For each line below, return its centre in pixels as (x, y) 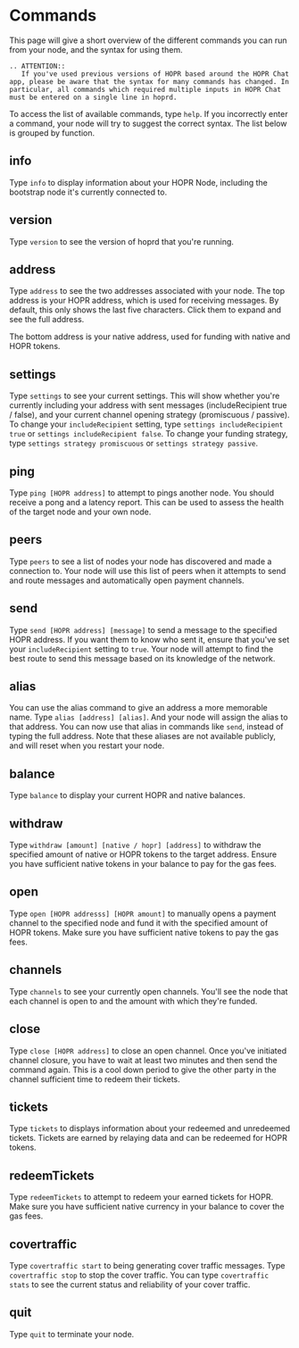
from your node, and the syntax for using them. (96, 49)
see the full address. (47, 320)
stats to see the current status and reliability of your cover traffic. (130, 1284)
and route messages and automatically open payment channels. (127, 580)
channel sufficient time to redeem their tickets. (95, 1079)
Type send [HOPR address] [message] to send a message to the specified (143, 629)
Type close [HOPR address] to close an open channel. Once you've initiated (148, 1051)
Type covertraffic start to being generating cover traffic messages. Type (147, 1265)
